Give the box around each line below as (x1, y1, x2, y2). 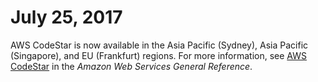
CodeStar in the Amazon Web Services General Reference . (10, 60, 253, 72)
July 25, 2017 (10, 6, 123, 29)
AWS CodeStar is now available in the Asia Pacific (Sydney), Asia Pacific (10, 39, 309, 51)
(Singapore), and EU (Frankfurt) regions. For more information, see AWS (10, 49, 307, 61)
